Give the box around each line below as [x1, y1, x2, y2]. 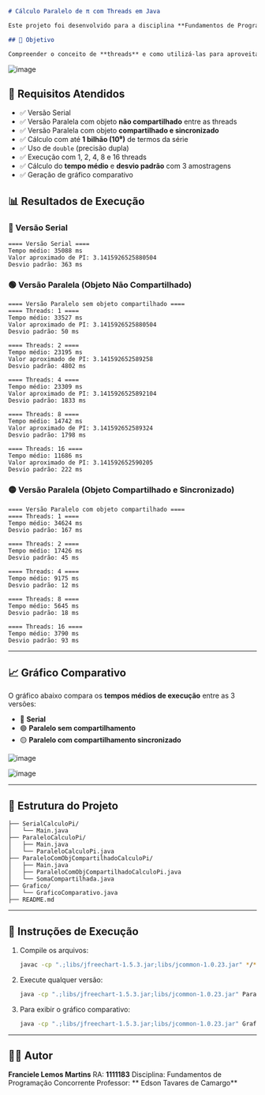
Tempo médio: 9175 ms [8, 574, 80, 583]
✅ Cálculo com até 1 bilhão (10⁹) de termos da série [19, 135, 188, 144]
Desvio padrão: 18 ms [8, 609, 80, 616]
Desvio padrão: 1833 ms [8, 397, 87, 405]
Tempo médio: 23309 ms [8, 383, 83, 391]
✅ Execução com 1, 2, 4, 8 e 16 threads [19, 152, 147, 162]
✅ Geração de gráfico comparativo [19, 170, 134, 180]
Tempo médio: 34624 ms [8, 519, 83, 527]
